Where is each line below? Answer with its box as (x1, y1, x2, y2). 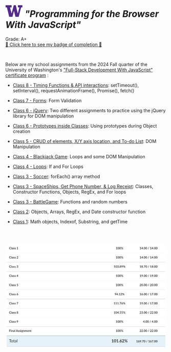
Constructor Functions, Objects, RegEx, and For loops (12, 189, 126, 195)
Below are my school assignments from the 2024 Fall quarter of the (5, 61, 147, 67)
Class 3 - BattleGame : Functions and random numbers (12, 198, 128, 204)
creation (12, 128, 31, 134)
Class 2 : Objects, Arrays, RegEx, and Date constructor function (12, 209, 146, 215)
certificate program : (5, 72, 49, 78)
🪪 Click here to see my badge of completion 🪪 (5, 41, 102, 48)
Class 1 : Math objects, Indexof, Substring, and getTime (12, 218, 128, 224)
